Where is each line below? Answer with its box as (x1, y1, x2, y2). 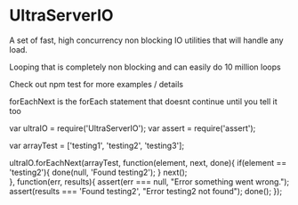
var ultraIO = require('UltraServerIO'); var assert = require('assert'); (9, 122, 256, 134)
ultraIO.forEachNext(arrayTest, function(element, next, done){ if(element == (9, 157, 287, 168)
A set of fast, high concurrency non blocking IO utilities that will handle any (9, 35, 284, 45)
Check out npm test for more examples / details (9, 78, 184, 89)
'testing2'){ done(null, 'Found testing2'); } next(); (9, 167, 188, 177)
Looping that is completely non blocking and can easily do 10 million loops (9, 61, 282, 72)
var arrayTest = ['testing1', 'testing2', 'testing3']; (9, 140, 185, 151)
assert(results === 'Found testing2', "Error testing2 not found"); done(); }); (9, 185, 283, 196)
